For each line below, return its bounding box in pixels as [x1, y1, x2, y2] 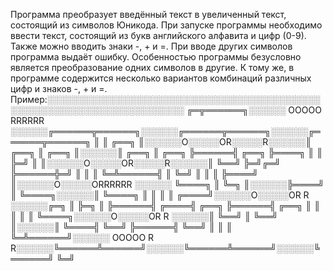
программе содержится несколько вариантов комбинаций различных [10, 72, 312, 84]
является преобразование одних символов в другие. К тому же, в [10, 62, 295, 73]
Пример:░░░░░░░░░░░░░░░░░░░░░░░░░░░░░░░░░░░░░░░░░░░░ [10, 94, 321, 105]
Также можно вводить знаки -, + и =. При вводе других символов [10, 40, 293, 52]
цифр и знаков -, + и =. [10, 83, 108, 94]
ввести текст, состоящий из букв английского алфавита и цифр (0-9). [10, 30, 307, 41]
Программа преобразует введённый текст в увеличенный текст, [10, 9, 287, 20]
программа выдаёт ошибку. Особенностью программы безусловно [10, 51, 302, 63]
